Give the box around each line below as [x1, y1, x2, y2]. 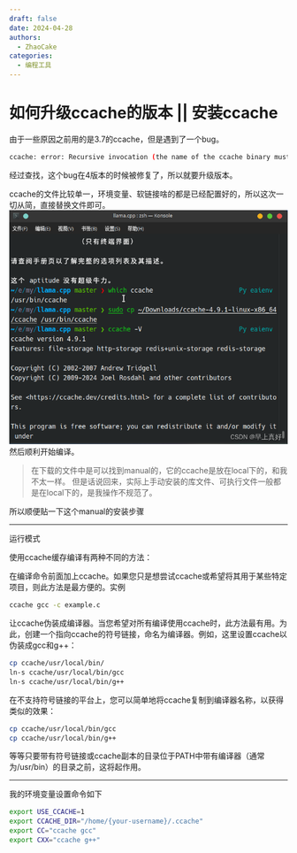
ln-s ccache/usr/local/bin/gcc [9, 668, 125, 677]
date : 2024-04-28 [9, 23, 73, 33]
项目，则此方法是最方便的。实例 [9, 582, 126, 593]
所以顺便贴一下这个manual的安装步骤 [9, 506, 144, 517]
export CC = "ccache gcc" [9, 826, 97, 835]
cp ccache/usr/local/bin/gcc [9, 724, 117, 734]
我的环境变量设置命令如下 [9, 788, 103, 800]
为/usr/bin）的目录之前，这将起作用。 [9, 762, 146, 772]
